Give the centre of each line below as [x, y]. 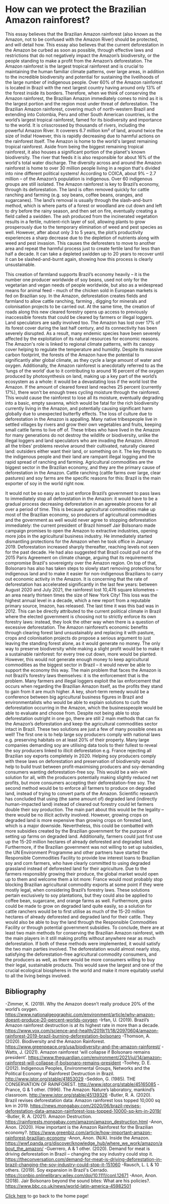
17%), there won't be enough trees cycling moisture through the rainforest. [83, 392]
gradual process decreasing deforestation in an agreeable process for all [81, 504]
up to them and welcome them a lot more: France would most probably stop [84, 879]
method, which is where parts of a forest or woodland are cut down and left [84, 205]
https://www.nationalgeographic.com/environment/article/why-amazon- [80, 1014]
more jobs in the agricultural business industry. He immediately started [79, 536]
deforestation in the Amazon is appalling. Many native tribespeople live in [81, 419]
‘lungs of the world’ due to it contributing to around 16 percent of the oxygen [84, 371]
